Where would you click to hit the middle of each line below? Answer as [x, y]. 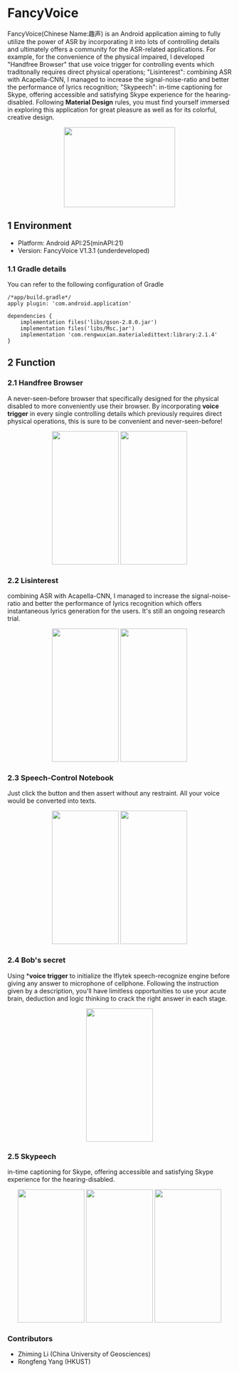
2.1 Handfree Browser [45, 383]
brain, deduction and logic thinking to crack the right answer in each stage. [117, 998]
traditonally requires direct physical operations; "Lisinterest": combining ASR [119, 72]
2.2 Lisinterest [33, 580]
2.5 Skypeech [32, 1156]
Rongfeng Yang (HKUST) [54, 1362]
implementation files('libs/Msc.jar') [78, 328]
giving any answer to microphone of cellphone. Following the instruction [113, 983]
